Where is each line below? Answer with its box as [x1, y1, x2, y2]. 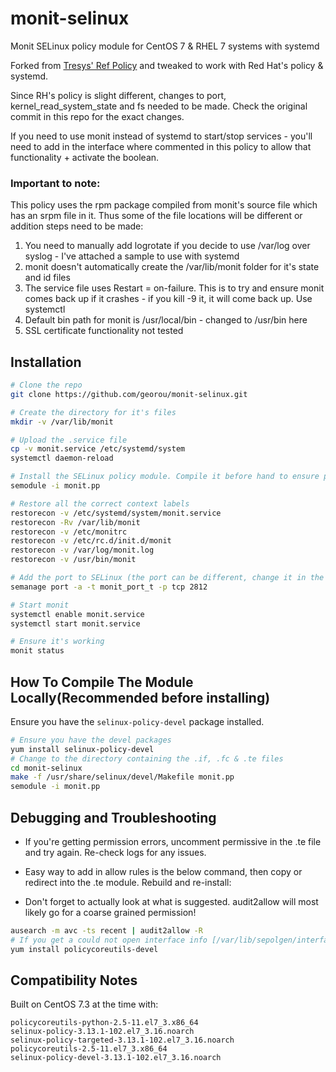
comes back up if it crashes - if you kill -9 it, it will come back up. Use [24, 293, 313, 305]
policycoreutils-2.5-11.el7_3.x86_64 [10, 1044, 168, 1054]
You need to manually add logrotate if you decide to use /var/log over [24, 240, 311, 252]
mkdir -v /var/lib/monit [10, 417, 114, 427]
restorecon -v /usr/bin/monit [10, 555, 137, 565]
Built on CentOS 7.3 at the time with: [10, 998, 159, 1011]
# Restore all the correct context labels [10, 498, 190, 509]
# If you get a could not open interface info [10, 935, 208, 945]
